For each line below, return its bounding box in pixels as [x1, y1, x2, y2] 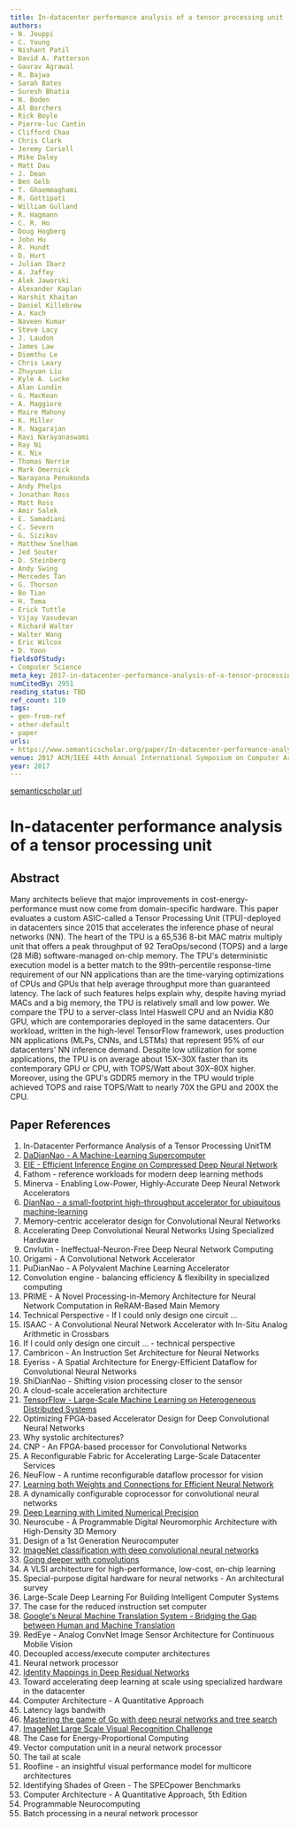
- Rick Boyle [10, 111, 58, 120]
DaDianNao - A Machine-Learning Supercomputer [22, 1150, 206, 1161]
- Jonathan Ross [10, 490, 70, 499]
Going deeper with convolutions [22, 1554, 140, 1565]
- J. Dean [10, 169, 47, 178]
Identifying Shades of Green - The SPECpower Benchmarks [22, 1780, 241, 1791]
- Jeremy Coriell [10, 144, 74, 153]
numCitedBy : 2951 [10, 679, 74, 688]
